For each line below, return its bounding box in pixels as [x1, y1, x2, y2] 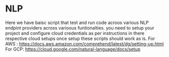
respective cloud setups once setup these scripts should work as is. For [5, 35, 155, 41]
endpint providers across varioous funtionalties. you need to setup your [5, 24, 154, 30]
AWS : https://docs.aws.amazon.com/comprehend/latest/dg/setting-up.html [5, 40, 164, 46]
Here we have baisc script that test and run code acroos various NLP [5, 19, 149, 25]
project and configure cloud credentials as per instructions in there [5, 30, 145, 36]
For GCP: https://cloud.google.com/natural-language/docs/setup [5, 46, 141, 52]
